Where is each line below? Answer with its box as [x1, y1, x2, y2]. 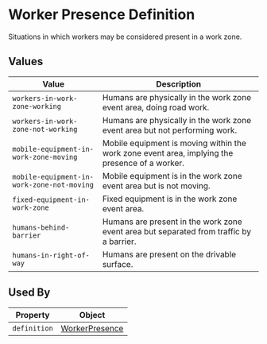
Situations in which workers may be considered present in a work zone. [8, 32, 242, 41]
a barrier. [102, 236, 137, 247]
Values [8, 55, 44, 68]
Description [156, 78, 201, 89]
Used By [8, 286, 51, 300]
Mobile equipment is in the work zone [102, 170, 242, 181]
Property [15, 309, 50, 320]
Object [79, 309, 106, 320]
